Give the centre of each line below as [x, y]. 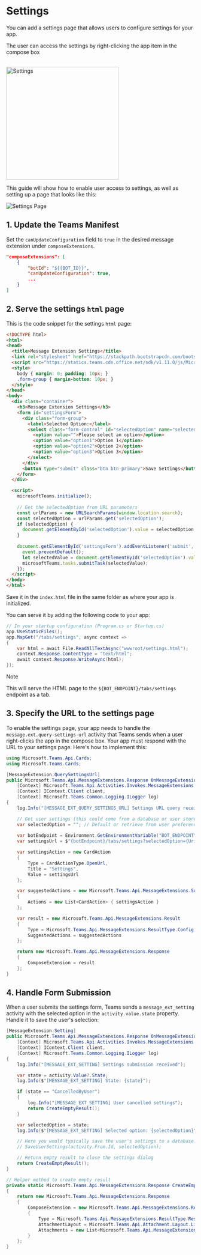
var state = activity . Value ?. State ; [63, 1075]
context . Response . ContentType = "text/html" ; [75, 654]
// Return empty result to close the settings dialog [85, 1158]
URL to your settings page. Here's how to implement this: [77, 747]
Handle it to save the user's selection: [53, 1020]
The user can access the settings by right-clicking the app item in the [92, 46]
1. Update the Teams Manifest [63, 225]
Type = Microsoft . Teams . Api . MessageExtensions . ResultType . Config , [112, 929]
